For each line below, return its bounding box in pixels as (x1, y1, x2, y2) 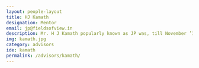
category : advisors (6, 42, 54, 48)
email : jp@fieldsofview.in (6, 25, 73, 31)
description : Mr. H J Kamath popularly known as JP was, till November (6, 31, 187, 37)
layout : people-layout (6, 8, 62, 15)
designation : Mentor (6, 20, 57, 25)
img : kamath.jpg (6, 36, 46, 42)
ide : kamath (6, 47, 36, 53)
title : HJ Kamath (6, 14, 49, 20)
